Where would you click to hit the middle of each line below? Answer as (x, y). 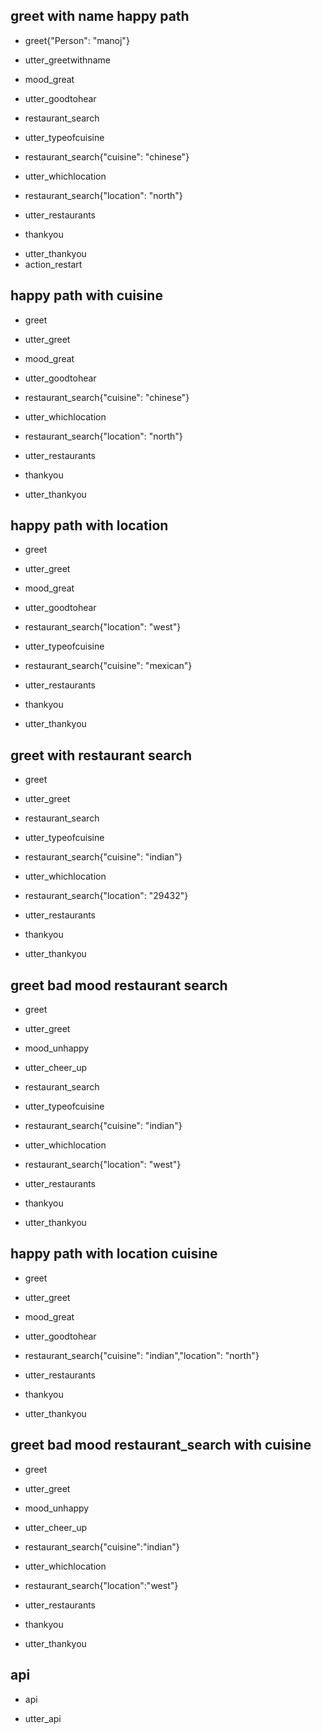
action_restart (53, 264)
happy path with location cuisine (114, 1254)
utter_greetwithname (67, 60)
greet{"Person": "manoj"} (77, 40)
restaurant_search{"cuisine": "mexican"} (108, 666)
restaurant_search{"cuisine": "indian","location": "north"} (142, 1355)
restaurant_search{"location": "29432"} (106, 896)
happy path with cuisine (86, 295)
